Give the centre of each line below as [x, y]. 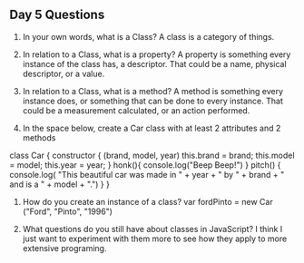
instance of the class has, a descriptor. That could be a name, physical [155, 63]
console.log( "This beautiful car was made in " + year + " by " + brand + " [147, 174]
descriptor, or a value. [64, 73]
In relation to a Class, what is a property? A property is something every [157, 54]
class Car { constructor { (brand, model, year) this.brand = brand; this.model [152, 155]
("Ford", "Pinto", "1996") [68, 211]
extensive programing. [64, 248]
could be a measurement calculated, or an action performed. [136, 110]
